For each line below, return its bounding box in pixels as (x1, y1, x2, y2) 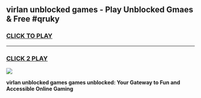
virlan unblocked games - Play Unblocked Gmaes (6, 5, 193, 15)
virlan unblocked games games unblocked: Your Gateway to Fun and (6, 78, 181, 86)
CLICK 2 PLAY (6, 54, 48, 62)
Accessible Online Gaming (6, 85, 74, 92)
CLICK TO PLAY (6, 32, 53, 40)
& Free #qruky (6, 14, 60, 24)
